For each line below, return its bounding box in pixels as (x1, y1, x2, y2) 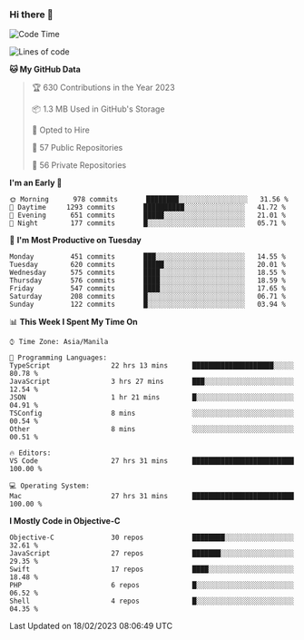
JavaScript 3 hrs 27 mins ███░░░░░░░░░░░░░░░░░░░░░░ (9, 377, 295, 387)
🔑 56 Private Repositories (31, 160, 127, 171)
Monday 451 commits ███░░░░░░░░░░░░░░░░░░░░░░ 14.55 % (9, 252, 286, 261)
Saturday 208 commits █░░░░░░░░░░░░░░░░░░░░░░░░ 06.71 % (9, 292, 286, 301)
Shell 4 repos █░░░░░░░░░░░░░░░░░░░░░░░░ (9, 596, 295, 606)
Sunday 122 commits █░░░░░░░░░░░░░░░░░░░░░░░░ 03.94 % (9, 300, 286, 310)
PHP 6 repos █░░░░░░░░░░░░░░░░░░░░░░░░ (9, 581, 295, 590)
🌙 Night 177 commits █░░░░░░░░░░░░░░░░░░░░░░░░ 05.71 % (9, 219, 286, 228)
